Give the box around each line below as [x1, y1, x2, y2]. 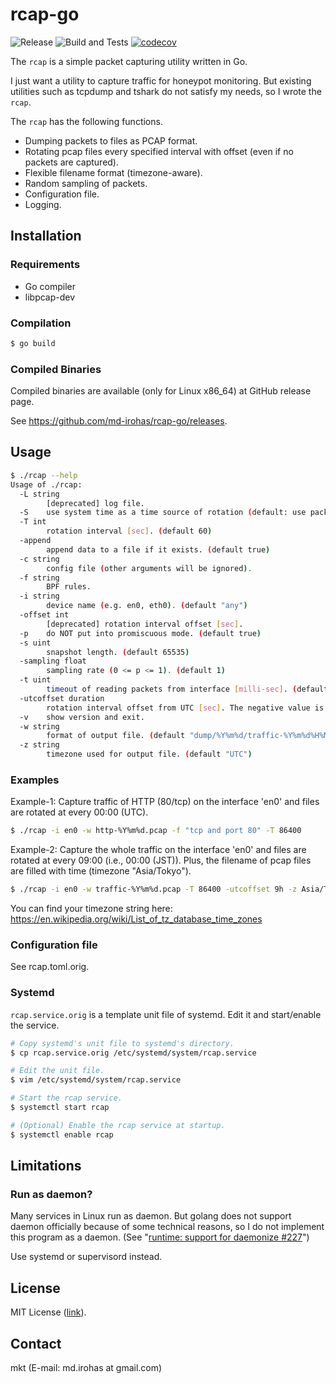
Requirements [10, 258, 81, 272]
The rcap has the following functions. [10, 115, 163, 127]
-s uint [19, 638, 52, 648]
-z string [19, 740, 60, 750]
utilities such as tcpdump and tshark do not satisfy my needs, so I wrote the [10, 85, 322, 97]
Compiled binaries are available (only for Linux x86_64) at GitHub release [10, 385, 312, 397]
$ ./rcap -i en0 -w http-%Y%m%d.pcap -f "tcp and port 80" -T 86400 [10, 826, 302, 836]
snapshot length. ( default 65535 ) [46, 647, 190, 657]
